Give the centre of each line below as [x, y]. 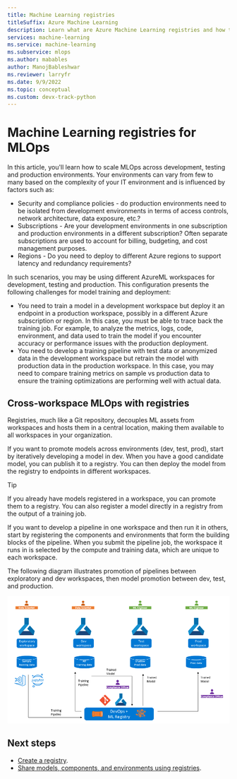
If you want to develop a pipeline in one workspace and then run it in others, [118, 527]
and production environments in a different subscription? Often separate [122, 234]
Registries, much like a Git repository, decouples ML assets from [101, 420]
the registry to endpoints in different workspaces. [79, 471]
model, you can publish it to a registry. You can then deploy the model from [116, 464]
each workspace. [32, 557]
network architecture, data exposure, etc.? [79, 218]
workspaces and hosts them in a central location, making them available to [116, 428]
